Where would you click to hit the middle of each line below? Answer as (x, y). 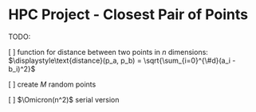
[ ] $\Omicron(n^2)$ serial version (64, 99)
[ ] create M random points (52, 84)
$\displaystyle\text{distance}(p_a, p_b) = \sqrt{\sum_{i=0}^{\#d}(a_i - (122, 60)
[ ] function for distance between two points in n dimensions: (108, 52)
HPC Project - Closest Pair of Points (128, 15)
